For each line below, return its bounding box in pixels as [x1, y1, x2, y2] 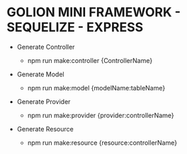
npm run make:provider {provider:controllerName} [27, 111, 174, 119]
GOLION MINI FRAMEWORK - [6, 4, 181, 20]
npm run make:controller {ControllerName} [27, 56, 153, 64]
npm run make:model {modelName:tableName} [27, 83, 166, 92]
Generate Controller [16, 42, 75, 51]
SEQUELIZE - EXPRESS [6, 19, 144, 35]
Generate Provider [16, 97, 71, 106]
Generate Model [16, 70, 64, 78]
